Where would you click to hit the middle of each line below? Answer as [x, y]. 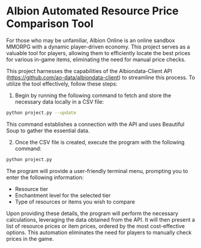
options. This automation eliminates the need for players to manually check [99, 232]
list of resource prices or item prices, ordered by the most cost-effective [95, 226]
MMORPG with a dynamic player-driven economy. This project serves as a [98, 47]
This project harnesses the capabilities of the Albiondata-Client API [89, 71]
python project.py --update [41, 113]
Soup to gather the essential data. [48, 131]
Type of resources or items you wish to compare [75, 201]
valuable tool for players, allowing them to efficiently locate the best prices [98, 53]
